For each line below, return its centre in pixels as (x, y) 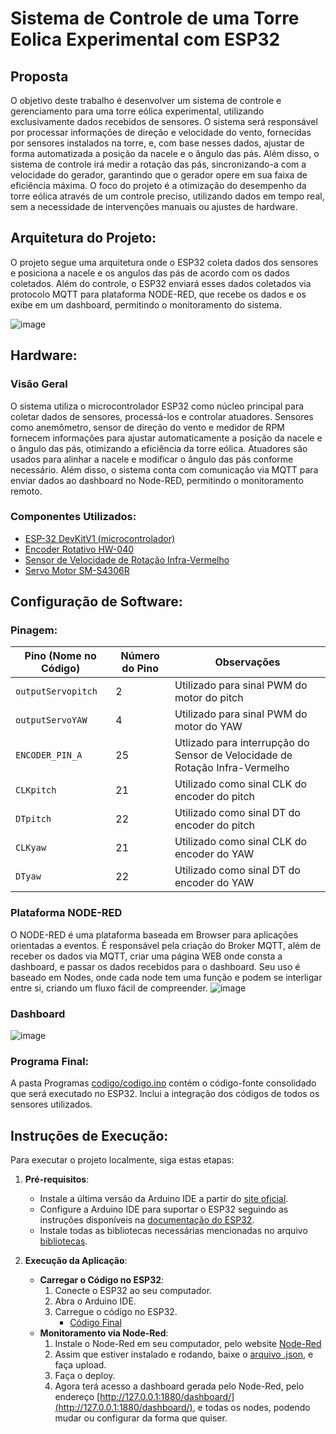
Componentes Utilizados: (73, 517)
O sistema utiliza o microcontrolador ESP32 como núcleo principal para (157, 406)
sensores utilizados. (51, 1104)
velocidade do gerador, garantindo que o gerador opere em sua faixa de (159, 175)
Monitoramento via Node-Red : (104, 1333)
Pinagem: (34, 630)
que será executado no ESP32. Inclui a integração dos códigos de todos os (165, 1094)
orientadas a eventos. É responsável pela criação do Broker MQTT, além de (166, 945)
